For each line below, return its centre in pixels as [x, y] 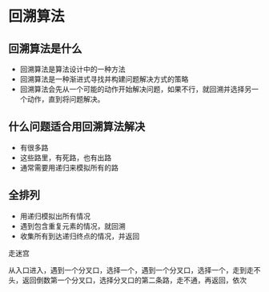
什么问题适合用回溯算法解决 [77, 127]
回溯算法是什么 [45, 48]
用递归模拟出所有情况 [55, 216]
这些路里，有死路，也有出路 [66, 158]
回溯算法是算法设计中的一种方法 [72, 69]
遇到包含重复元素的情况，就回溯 [72, 226]
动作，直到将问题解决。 [66, 99]
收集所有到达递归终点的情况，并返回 [80, 236]
